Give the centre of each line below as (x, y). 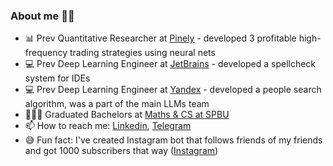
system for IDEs (57, 78)
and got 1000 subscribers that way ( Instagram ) (121, 151)
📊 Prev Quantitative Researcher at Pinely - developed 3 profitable (160, 38)
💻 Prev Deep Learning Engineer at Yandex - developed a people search (173, 90)
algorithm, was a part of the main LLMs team (117, 104)
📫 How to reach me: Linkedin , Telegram (108, 126)
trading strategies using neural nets (142, 53)
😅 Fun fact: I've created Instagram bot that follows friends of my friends (173, 140)
